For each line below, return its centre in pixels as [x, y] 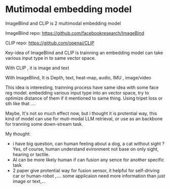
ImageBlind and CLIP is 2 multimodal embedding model [63, 23]
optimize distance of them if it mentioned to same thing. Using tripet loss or [84, 98]
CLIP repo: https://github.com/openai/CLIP [50, 43]
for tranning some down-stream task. [44, 124]
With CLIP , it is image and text [37, 68]
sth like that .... [21, 103]
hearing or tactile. [31, 154]
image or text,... [29, 181]
